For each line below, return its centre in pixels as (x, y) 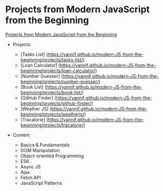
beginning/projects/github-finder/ (56, 103)
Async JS (30, 166)
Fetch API (30, 177)
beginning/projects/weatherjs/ (52, 114)
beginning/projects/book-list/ (51, 92)
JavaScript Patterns (41, 183)
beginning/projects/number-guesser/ (59, 81)
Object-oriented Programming (52, 156)
